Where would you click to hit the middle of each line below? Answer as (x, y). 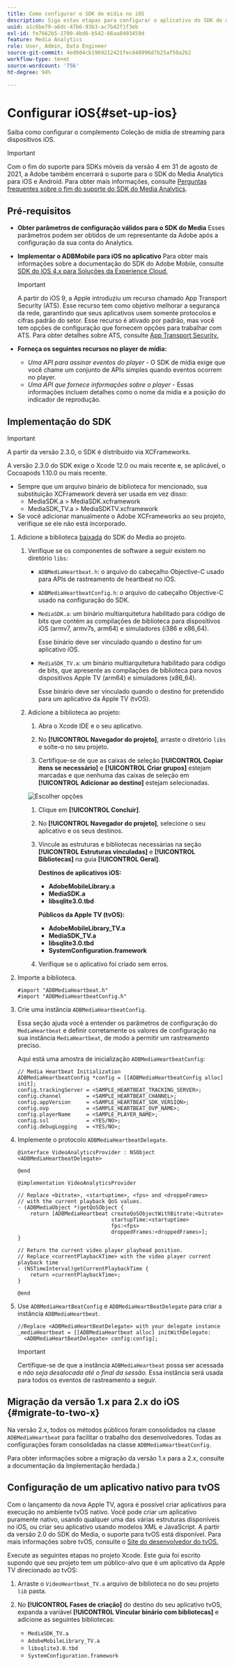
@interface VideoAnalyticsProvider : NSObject (86, 1153)
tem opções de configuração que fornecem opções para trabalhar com (119, 328)
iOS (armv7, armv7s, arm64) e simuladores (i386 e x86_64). (123, 629)
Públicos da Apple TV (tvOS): (81, 915)
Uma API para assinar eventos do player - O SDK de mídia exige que (126, 362)
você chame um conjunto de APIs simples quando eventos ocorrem (125, 370)
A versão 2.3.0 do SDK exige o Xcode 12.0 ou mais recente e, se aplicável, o (117, 466)
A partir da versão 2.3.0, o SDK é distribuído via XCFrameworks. (99, 452)
